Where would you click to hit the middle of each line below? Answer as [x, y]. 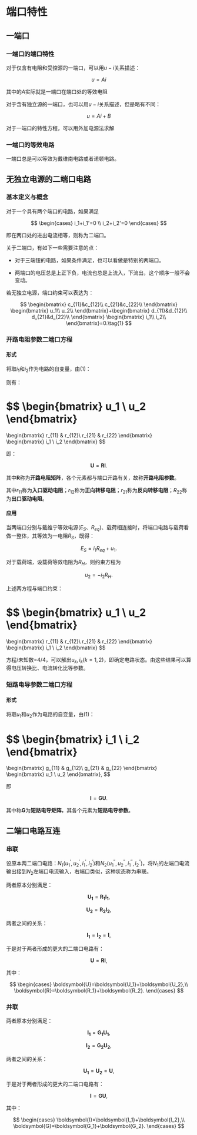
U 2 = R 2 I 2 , [99, 910]
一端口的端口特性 [30, 54]
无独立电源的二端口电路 [49, 179]
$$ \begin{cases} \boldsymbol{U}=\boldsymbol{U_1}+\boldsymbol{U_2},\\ [99, 984]
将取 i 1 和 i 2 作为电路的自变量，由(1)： [49, 369]
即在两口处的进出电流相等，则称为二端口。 [58, 235]
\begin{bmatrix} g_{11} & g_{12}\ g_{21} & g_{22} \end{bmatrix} [82, 768]
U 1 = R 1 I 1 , [99, 897]
